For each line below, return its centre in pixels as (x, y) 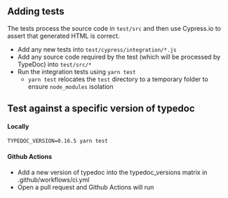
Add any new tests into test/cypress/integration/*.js (97, 49)
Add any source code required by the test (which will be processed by (119, 57)
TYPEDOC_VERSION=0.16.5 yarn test (58, 141)
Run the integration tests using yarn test (76, 71)
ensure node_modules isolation (71, 86)
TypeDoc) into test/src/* (54, 64)
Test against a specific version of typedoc (101, 109)
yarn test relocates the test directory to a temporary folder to (118, 79)
